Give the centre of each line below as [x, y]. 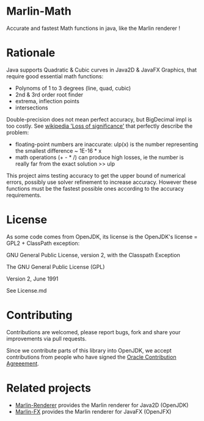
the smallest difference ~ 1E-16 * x [58, 150]
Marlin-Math [39, 11]
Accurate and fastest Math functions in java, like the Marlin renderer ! [93, 28]
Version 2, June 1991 [32, 279]
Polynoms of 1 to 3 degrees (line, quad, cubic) [73, 88]
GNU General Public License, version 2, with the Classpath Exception [93, 255]
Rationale [31, 53]
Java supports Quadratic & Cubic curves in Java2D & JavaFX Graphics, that [102, 70]
